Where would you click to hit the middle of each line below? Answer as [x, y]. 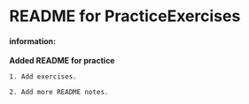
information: [32, 41]
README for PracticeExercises [125, 16]
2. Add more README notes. [59, 93]
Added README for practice [62, 61]
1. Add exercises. [43, 77]
